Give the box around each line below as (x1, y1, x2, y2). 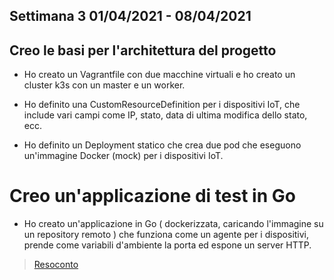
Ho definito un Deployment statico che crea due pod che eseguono (23, 139, 302, 151)
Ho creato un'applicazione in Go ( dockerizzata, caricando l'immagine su (23, 218, 324, 230)
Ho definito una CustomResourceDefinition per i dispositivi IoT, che (23, 99, 301, 111)
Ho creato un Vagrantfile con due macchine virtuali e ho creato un (23, 69, 296, 81)
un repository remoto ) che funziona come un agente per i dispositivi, (23, 229, 310, 241)
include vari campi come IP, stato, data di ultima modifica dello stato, (23, 109, 308, 121)
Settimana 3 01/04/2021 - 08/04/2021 (9, 8, 252, 25)
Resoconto (33, 259, 79, 271)
